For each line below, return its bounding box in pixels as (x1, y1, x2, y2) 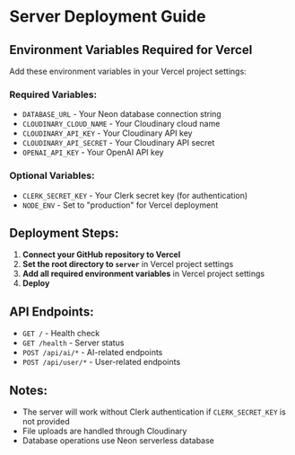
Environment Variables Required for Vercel (9, 42, 253, 58)
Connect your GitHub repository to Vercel (22, 249, 181, 260)
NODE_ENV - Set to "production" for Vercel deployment (22, 200, 219, 210)
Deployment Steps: (9, 225, 119, 240)
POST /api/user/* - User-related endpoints (22, 357, 181, 368)
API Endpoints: (9, 304, 94, 319)
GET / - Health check (22, 328, 100, 339)
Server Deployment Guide (9, 6, 206, 27)
